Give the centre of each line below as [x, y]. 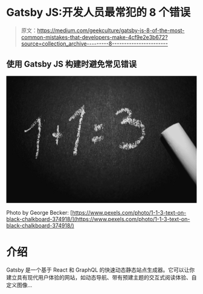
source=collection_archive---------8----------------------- [94, 44]
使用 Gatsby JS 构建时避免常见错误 [72, 64]
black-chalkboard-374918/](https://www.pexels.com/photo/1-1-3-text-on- [98, 219]
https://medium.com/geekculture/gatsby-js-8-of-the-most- [111, 30]
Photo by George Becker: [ [39, 213]
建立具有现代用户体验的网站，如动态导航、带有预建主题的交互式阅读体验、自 [101, 278]
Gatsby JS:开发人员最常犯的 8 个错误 [98, 12]
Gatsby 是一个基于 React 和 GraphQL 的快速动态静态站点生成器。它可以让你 [101, 270]
